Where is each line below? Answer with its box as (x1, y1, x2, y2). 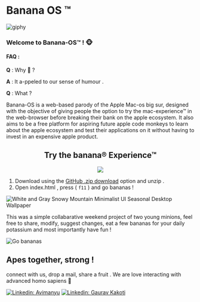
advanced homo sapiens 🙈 (6, 277, 72, 284)
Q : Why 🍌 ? (6, 66, 35, 74)
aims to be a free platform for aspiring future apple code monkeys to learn (6, 120, 189, 127)
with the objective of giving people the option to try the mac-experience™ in (6, 108, 192, 115)
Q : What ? (6, 90, 32, 97)
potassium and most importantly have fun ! (6, 225, 112, 233)
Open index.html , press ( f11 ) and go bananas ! (14, 184, 134, 191)
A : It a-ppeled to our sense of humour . (6, 78, 104, 86)
